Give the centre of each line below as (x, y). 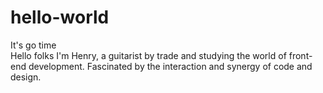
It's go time (33, 45)
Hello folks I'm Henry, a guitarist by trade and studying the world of (148, 55)
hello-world (60, 17)
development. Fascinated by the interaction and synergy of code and (170, 66)
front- (300, 55)
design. (26, 77)
